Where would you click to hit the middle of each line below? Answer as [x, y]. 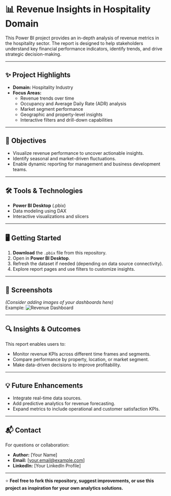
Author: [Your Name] [35, 455]
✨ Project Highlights [38, 75]
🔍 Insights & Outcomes [43, 329]
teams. [20, 169]
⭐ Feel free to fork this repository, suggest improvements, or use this [80, 481]
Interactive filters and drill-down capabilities [66, 120]
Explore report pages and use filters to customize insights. [74, 269]
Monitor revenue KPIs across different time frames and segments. [82, 354]
